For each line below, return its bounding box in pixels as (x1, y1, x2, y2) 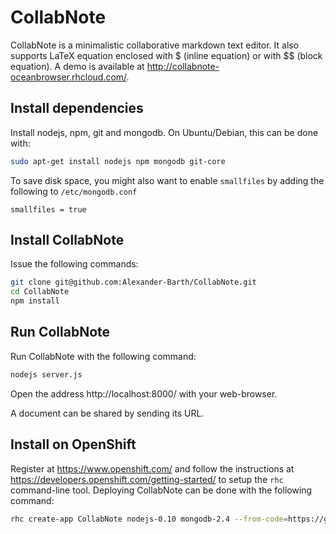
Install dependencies (10, 100, 144, 117)
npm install (10, 296, 60, 306)
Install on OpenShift (10, 436, 137, 453)
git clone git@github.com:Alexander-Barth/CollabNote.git (10, 277, 257, 288)
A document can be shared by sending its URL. (10, 407, 205, 419)
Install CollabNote (10, 232, 125, 249)
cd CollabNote (10, 287, 70, 297)
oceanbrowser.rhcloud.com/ (10, 71, 127, 83)
